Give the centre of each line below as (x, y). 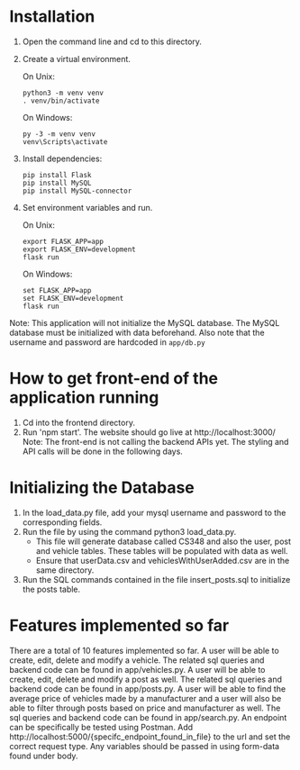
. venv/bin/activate (61, 101)
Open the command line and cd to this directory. (112, 41)
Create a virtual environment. (76, 59)
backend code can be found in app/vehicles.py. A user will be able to (137, 669)
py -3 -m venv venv (59, 134)
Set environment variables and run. (87, 207)
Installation (52, 17)
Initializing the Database (102, 488)
